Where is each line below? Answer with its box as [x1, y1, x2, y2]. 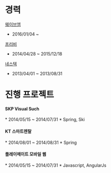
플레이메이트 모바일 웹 [5, 151, 47, 157]
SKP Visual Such [5, 105, 40, 112]
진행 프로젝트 [5, 89, 54, 100]
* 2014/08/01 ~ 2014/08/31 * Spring [5, 139, 77, 145]
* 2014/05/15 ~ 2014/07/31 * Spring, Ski [5, 117, 85, 122]
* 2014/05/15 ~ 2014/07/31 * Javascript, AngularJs [5, 162, 107, 168]
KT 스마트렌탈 [5, 128, 32, 134]
